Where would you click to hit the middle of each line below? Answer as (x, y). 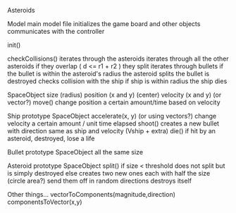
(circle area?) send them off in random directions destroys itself (100, 181)
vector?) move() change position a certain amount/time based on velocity (114, 102)
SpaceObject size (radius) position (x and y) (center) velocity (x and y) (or (114, 95)
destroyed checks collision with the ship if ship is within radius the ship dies (117, 81)
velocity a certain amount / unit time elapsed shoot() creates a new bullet (113, 123)
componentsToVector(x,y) (45, 202)
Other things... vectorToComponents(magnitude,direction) (92, 194)
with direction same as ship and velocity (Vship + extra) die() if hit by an (112, 131)
